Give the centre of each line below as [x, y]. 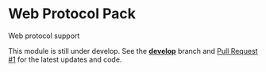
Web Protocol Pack [72, 14]
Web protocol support [44, 36]
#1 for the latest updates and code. [65, 59]
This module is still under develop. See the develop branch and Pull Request [133, 51]
